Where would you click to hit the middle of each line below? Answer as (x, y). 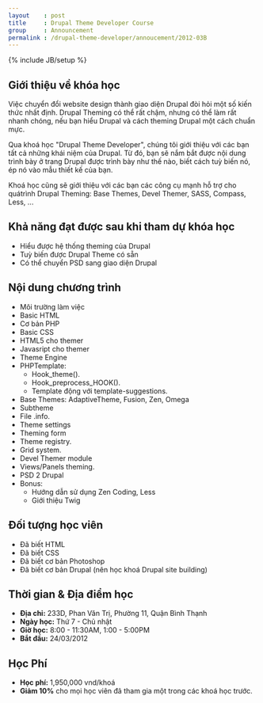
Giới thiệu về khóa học (64, 85)
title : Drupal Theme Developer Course (81, 23)
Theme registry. (46, 441)
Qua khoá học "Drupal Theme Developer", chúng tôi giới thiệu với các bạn (129, 145)
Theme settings (45, 424)
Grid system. (40, 450)
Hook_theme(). (56, 374)
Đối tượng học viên (56, 525)
